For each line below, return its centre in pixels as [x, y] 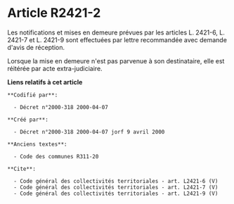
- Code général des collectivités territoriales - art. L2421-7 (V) [116, 187]
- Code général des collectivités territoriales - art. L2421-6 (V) [116, 181]
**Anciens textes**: [38, 144]
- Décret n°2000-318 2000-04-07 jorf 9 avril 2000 [89, 132]
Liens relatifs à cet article [45, 82]
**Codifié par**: [33, 95]
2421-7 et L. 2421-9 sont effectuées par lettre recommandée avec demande [117, 39]
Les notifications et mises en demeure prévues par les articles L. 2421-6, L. [116, 32]
